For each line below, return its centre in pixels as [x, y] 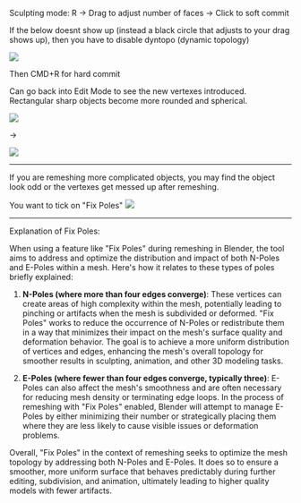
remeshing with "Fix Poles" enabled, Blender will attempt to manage [147, 407]
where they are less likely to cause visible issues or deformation [140, 426]
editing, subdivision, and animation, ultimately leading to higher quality [139, 481]
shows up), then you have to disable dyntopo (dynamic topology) [129, 40]
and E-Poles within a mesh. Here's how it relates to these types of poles [142, 267]
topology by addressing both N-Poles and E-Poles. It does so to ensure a [144, 462]
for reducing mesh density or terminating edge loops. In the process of [153, 397]
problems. [41, 435]
